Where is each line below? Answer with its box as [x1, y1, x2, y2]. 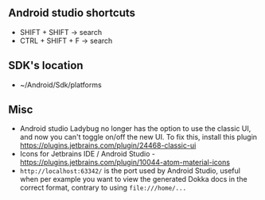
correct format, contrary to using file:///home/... [19, 183, 187, 193]
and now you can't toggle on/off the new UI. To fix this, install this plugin [19, 133, 257, 142]
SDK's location [8, 59, 84, 72]
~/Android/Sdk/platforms [19, 79, 102, 90]
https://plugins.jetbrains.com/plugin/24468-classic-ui [19, 140, 197, 150]
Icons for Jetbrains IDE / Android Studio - [19, 149, 155, 159]
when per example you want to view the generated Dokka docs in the [19, 175, 248, 184]
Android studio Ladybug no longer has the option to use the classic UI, [19, 124, 251, 133]
